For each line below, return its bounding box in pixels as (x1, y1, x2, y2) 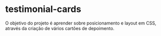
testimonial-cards (5, 3, 81, 15)
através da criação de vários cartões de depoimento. (5, 25, 114, 31)
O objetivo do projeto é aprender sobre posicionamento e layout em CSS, (5, 20, 156, 26)
